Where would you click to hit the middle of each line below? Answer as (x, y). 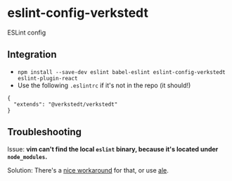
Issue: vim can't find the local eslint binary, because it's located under (113, 149)
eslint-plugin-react (47, 78)
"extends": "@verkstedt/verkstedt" (66, 104)
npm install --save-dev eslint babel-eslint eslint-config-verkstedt (122, 72)
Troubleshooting (45, 132)
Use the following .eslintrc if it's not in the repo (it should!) (104, 85)
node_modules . (27, 156)
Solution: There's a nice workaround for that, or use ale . (88, 170)
